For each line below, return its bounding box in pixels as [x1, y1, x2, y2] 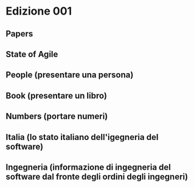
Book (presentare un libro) [5, 90, 108, 101]
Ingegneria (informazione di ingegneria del [5, 162, 171, 172]
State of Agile [5, 49, 58, 59]
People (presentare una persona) [5, 70, 134, 80]
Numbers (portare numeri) [5, 111, 108, 122]
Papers [5, 29, 33, 39]
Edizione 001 [5, 4, 72, 18]
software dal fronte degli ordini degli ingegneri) [5, 172, 189, 182]
